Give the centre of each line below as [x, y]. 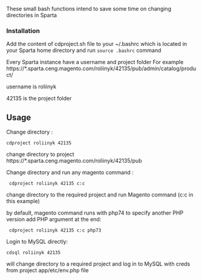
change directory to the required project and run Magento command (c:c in [100, 195]
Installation [23, 31]
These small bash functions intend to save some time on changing [89, 9]
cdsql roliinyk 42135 [34, 253]
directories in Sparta [32, 15]
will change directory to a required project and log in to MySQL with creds [98, 264]
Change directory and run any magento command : [70, 172]
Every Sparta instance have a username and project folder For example [95, 62]
